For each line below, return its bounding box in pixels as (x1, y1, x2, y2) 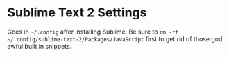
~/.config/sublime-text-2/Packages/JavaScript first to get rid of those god (7, 34, 223, 43)
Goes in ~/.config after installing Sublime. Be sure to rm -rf (7, 27, 179, 36)
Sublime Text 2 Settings (7, 5, 147, 21)
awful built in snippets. (7, 42, 72, 50)
